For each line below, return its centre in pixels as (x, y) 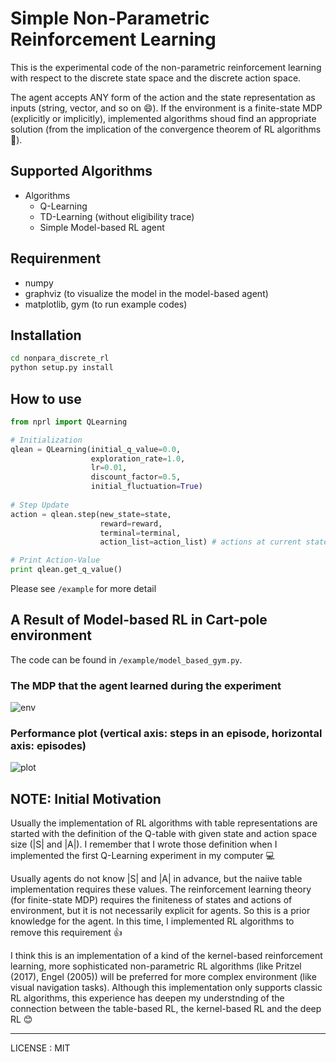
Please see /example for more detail (83, 589)
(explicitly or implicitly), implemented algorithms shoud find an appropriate (163, 118)
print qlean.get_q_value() (66, 570)
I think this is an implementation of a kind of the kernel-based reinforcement (166, 956)
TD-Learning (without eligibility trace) (117, 216)
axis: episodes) (48, 746)
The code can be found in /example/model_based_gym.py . (126, 659)
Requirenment (56, 258)
